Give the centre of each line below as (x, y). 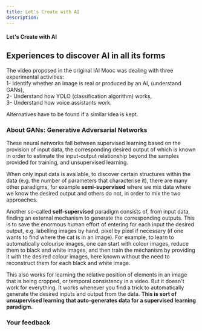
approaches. (22, 200)
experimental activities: (35, 77)
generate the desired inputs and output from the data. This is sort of (92, 294)
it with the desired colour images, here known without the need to (88, 257)
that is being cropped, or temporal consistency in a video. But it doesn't (95, 281)
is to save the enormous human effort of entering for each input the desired (100, 224)
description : (23, 18)
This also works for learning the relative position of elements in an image (97, 275)
